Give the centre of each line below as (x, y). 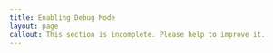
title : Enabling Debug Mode (63, 18)
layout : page (34, 26)
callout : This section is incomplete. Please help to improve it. (137, 34)
